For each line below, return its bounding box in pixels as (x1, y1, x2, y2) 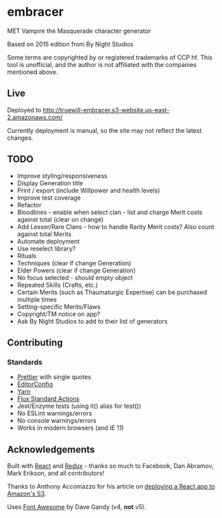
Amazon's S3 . (7, 490, 47, 498)
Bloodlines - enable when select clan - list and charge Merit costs (16, 208, 203, 216)
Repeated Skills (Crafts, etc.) (16, 281, 98, 289)
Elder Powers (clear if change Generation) (16, 266, 136, 274)
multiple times (16, 295, 57, 303)
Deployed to (7, 105, 42, 114)
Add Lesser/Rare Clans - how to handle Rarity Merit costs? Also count (16, 222, 214, 231)
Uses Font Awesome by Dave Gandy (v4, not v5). (7, 503, 147, 511)
